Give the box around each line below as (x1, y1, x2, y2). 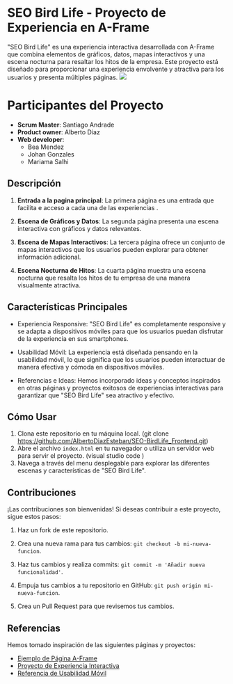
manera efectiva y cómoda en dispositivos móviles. (17, 363, 165, 371)
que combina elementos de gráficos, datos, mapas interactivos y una (7, 50, 205, 58)
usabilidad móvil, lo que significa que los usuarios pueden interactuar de (17, 355, 225, 363)
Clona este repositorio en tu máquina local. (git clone (17, 429, 169, 438)
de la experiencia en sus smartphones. (17, 334, 129, 342)
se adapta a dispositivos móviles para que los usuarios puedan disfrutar (17, 327, 224, 335)
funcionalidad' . (17, 568, 64, 576)
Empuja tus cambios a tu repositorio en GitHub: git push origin (17, 581, 202, 589)
